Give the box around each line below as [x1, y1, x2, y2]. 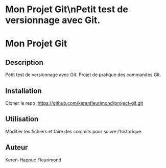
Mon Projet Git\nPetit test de [5, 4, 129, 15]
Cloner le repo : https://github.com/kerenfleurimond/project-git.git [5, 100, 144, 106]
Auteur [5, 143, 28, 152]
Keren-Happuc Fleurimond [5, 157, 61, 163]
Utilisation [5, 115, 39, 124]
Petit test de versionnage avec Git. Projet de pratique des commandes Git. [5, 71, 161, 78]
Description [5, 58, 43, 67]
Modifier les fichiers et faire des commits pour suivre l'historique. [5, 128, 143, 134]
